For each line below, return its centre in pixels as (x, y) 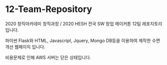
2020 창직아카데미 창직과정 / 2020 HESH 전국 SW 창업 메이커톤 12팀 (73, 23)
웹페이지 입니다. (30, 46)
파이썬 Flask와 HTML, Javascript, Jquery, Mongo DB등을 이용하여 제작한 (78, 40)
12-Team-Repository (49, 9)
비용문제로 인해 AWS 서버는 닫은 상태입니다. (48, 57)
